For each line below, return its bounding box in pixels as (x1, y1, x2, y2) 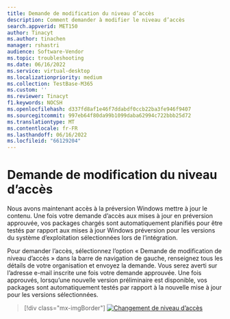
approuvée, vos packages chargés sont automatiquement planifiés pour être (7, 219, 223, 227)
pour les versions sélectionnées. (7, 291, 99, 299)
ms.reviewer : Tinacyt (7, 93, 69, 100)
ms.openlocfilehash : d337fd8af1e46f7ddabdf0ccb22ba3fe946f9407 (7, 106, 192, 113)
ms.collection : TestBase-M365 (7, 80, 94, 87)
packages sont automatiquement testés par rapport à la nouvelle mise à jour (7, 283, 222, 292)
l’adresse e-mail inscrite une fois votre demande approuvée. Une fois (7, 269, 202, 277)
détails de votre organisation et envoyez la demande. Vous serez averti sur (7, 261, 218, 270)
